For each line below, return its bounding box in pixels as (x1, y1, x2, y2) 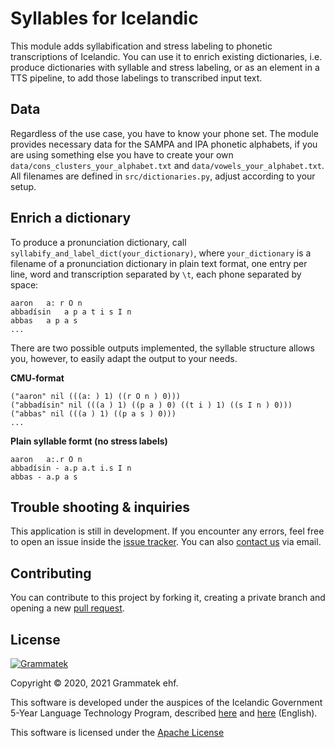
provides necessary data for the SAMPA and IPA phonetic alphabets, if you (10, 138, 318, 150)
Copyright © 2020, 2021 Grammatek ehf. (10, 677, 179, 689)
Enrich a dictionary (10, 210, 132, 227)
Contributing (10, 565, 92, 582)
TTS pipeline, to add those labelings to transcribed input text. (10, 72, 263, 84)
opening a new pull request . (10, 602, 125, 614)
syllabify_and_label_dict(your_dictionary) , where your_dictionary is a (10, 247, 312, 259)
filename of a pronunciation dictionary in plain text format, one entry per (10, 257, 308, 269)
